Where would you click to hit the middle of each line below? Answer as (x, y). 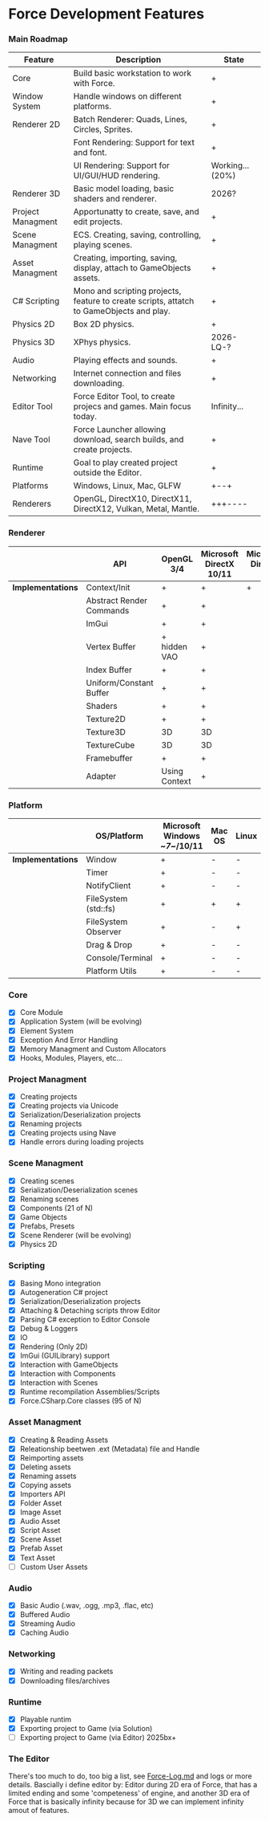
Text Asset (38, 1558)
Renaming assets (48, 1476)
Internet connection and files (127, 373)
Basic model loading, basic (124, 189)
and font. (90, 153)
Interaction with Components (68, 1374)
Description (139, 59)
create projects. (103, 450)
